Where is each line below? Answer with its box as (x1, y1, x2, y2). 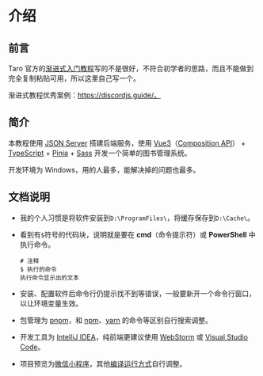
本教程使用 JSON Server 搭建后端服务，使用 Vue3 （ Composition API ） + (8, 138, 246, 147)
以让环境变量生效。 (19, 298, 83, 308)
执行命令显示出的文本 (19, 274, 79, 282)
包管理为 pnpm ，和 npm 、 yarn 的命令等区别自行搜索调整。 (19, 315, 212, 325)
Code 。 (19, 342, 45, 351)
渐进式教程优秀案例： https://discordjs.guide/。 (8, 90, 161, 100)
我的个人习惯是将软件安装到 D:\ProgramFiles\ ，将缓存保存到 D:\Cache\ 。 (19, 213, 255, 222)
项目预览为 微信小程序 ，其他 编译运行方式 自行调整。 (19, 359, 187, 368)
